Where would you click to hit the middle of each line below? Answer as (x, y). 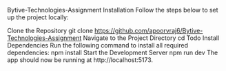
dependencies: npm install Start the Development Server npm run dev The (113, 52)
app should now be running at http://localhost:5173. (80, 60)
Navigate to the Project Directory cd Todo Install (151, 38)
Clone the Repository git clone (50, 31)
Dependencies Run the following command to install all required (97, 45)
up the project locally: (38, 17)
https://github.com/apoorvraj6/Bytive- (148, 31)
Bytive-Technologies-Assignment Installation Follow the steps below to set (113, 10)
